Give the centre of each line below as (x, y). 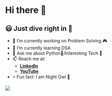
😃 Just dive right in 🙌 (39, 29)
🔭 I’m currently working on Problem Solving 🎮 (60, 41)
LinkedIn (29, 66)
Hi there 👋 (26, 10)
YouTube (29, 71)
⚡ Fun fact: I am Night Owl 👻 (41, 77)
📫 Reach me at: (29, 59)
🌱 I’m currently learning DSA (41, 48)
